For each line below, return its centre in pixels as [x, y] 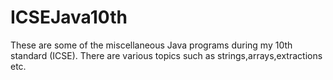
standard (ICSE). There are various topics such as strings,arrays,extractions [166, 55]
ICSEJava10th [69, 17]
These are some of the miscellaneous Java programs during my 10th [151, 45]
